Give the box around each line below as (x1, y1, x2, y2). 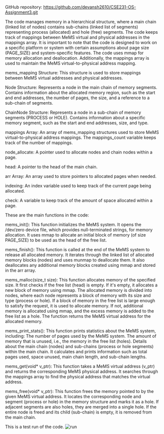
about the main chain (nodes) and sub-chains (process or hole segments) (5, 344, 154, 349)
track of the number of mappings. (5, 140, 73, 146)
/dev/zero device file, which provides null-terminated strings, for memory (5, 227, 153, 233)
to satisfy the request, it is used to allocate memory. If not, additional (5, 303, 143, 308)
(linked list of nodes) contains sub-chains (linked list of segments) (5, 24, 139, 30)
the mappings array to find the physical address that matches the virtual (5, 374, 150, 379)
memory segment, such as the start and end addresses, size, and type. (5, 120, 149, 126)
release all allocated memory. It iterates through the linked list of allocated (5, 252, 154, 258)
